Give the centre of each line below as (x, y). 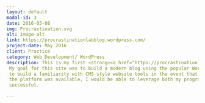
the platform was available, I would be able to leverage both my (95, 79)
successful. (24, 85)
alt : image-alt (26, 35)
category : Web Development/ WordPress (56, 57)
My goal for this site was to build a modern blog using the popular (99, 68)
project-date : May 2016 (37, 46)
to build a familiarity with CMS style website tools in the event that (103, 74)
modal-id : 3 (21, 18)
